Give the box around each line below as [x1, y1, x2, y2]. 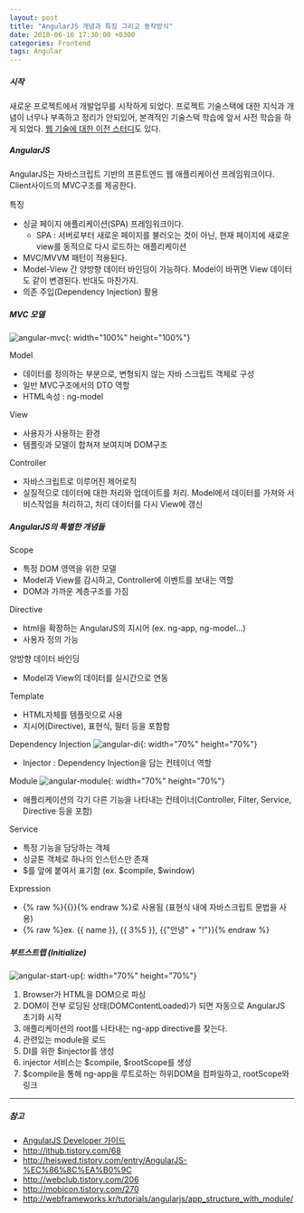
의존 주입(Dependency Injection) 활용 [22, 286, 159, 297]
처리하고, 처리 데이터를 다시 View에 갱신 [62, 499, 204, 510]
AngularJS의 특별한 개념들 [9, 521, 106, 532]
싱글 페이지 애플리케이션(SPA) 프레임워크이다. [22, 218, 185, 229]
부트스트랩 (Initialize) [9, 947, 88, 958]
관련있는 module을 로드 [22, 1034, 107, 1045]
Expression [9, 883, 52, 893]
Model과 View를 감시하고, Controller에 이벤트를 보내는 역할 [22, 574, 234, 585]
